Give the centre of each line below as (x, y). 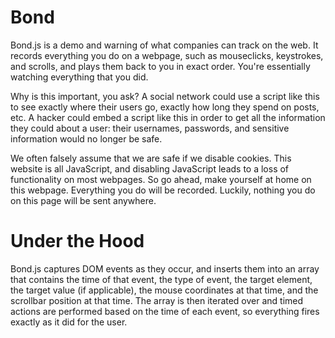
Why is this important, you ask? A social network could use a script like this (165, 96)
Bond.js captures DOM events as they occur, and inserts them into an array (165, 268)
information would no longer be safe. (86, 138)
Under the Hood (77, 241)
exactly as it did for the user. (69, 322)
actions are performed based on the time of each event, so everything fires (165, 311)
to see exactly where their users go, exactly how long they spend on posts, (165, 107)
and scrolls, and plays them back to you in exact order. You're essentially (160, 66)
